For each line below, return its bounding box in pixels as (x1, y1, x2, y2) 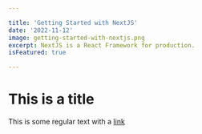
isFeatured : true (8, 49, 67, 57)
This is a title (8, 90, 95, 108)
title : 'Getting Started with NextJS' (8, 18, 138, 26)
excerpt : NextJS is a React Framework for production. (8, 41, 196, 49)
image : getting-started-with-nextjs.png (8, 34, 146, 42)
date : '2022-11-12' (8, 26, 74, 35)
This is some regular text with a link (8, 117, 126, 127)
